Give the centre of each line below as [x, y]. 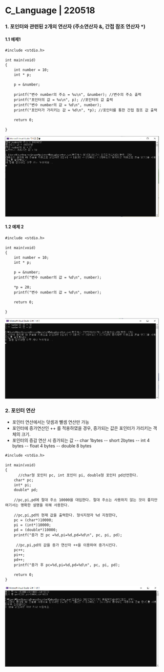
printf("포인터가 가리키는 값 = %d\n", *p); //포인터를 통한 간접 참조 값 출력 [86, 110]
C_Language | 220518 [50, 10]
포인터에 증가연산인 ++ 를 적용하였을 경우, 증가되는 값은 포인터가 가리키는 [82, 428]
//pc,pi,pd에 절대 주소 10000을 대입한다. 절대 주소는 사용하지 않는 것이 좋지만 [86, 500]
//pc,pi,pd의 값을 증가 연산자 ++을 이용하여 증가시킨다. [67, 545]
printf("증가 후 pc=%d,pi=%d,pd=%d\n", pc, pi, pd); [67, 565]
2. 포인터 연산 [20, 410]
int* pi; [23, 485]
